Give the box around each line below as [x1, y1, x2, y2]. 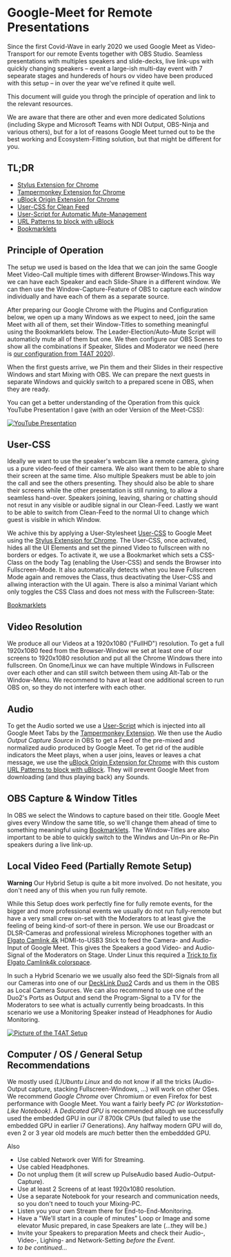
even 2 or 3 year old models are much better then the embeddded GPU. [7, 1129, 211, 1137]
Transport [7, 50, 36, 58]
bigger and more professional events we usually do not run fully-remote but [7, 907, 222, 915]
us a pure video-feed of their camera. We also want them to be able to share [7, 464, 224, 473]
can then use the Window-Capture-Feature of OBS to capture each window [7, 285, 222, 293]
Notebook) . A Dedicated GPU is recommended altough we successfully [20, 1107, 224, 1115]
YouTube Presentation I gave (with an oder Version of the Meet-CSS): [7, 405, 205, 414]
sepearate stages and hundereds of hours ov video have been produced [7, 71, 213, 80]
